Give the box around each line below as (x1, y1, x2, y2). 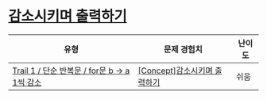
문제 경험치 (163, 44, 203, 55)
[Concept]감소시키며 (137, 65, 213, 76)
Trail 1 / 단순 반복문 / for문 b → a (12, 65, 130, 76)
